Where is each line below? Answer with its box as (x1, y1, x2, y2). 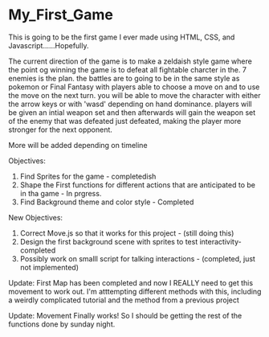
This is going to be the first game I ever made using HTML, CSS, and (8, 32, 235, 42)
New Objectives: (8, 212, 63, 222)
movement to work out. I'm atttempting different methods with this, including (8, 286, 262, 296)
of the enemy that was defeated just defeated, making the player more (8, 116, 242, 125)
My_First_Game (8, 6, 114, 24)
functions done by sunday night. (8, 319, 116, 329)
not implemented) (19, 262, 79, 272)
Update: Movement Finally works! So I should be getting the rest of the (8, 310, 243, 320)
